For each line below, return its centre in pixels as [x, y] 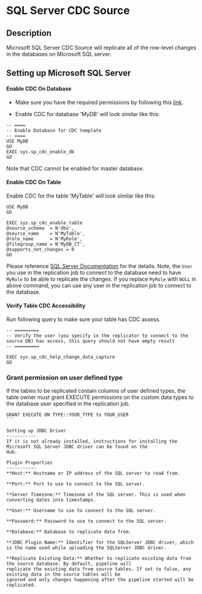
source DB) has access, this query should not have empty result [90, 341]
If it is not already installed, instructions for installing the [92, 441]
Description [29, 33]
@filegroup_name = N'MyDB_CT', [46, 244]
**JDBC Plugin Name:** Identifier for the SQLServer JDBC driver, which [100, 543]
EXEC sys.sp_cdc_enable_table [45, 223]
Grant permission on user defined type [65, 378]
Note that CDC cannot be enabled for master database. [75, 168]
